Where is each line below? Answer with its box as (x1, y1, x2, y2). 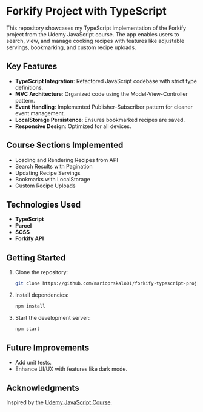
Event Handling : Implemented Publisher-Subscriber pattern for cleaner (15, 103, 193, 110)
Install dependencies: (15, 291, 69, 299)
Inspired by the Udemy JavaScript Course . (6, 399, 113, 406)
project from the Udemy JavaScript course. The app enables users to (6, 30, 179, 38)
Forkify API (15, 235, 44, 242)
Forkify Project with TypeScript (6, 4, 167, 18)
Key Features (6, 61, 58, 72)
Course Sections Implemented (6, 140, 124, 150)
